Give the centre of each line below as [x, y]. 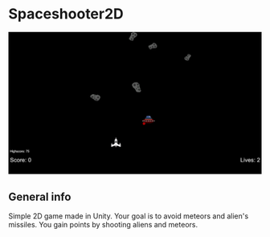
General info [40, 196]
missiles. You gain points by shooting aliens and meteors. [103, 225]
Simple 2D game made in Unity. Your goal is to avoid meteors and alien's [129, 216]
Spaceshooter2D [66, 14]
